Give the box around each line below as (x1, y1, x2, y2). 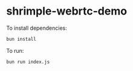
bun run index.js (6, 59, 50, 65)
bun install (6, 36, 36, 42)
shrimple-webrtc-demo (6, 4, 128, 18)
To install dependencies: (6, 24, 68, 32)
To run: (6, 47, 24, 54)
